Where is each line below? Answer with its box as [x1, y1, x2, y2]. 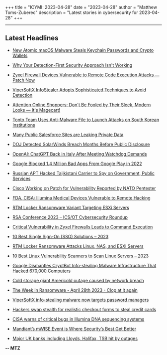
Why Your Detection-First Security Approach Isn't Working [12, 62, 133, 68]
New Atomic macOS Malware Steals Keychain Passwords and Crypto [12, 47, 154, 53]
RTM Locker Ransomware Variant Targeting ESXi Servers [12, 204, 129, 210]
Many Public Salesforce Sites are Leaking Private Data [12, 132, 124, 138]
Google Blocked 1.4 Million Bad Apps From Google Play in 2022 [12, 161, 142, 167]
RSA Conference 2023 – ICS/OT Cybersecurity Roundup [12, 214, 128, 220]
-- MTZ [5, 345, 21, 351]
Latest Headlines [5, 34, 59, 42]
